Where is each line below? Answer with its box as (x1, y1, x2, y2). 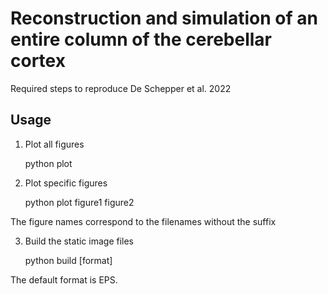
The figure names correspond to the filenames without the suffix (10, 215, 277, 227)
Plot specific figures (24, 177, 108, 189)
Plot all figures (24, 138, 85, 150)
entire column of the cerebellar (10, 28, 272, 51)
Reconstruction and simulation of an (10, 7, 318, 30)
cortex (10, 50, 66, 72)
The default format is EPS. (10, 273, 118, 286)
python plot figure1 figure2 (24, 196, 135, 208)
